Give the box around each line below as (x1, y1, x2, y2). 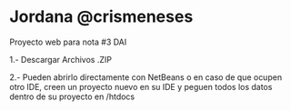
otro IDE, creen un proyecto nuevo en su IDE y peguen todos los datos (9, 81, 273, 92)
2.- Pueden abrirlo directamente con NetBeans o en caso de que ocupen (9, 71, 283, 83)
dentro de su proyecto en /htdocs (9, 91, 135, 102)
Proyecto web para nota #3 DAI (9, 36, 127, 47)
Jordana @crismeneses (9, 6, 194, 27)
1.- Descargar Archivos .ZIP (9, 54, 112, 65)
